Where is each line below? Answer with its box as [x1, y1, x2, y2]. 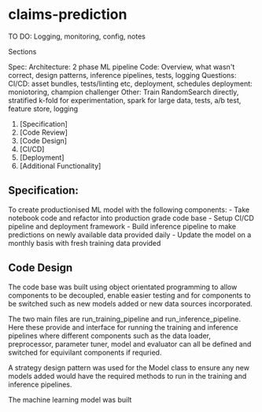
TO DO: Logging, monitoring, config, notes [8, 32, 146, 41]
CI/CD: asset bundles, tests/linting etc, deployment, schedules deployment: [8, 79, 253, 88]
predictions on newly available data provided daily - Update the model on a [8, 230, 252, 239]
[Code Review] [19, 128, 68, 137]
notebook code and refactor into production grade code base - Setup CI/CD [8, 213, 254, 222]
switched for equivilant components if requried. [8, 347, 162, 357]
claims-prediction [8, 6, 127, 24]
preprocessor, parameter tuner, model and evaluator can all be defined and [8, 339, 252, 348]
